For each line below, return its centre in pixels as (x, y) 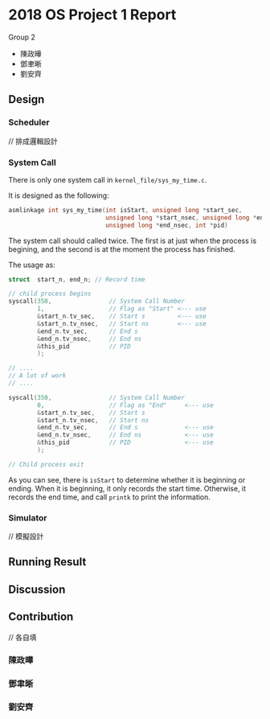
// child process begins (50, 294)
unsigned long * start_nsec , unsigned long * (181, 218)
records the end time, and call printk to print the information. (110, 497)
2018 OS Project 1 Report (92, 15)
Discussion (37, 589)
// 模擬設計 (26, 536)
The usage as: (32, 265)
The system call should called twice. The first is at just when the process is (133, 240)
